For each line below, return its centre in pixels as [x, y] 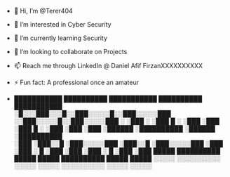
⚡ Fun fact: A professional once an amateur [76, 82]
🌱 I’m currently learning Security [60, 38]
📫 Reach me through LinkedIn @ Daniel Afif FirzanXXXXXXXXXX [108, 66]
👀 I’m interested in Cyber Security [62, 24]
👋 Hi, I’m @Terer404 [43, 11]
